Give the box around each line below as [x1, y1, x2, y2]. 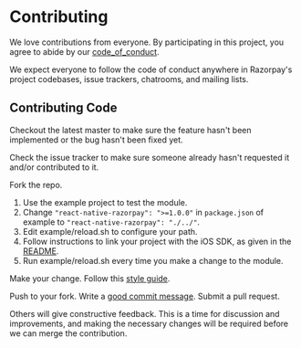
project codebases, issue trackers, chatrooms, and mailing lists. [9, 73, 249, 84]
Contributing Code [9, 100, 118, 116]
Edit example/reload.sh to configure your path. [22, 226, 198, 237]
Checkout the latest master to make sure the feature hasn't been [9, 124, 253, 135]
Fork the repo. [9, 179, 63, 190]
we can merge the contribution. [9, 327, 128, 339]
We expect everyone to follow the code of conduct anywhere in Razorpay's [9, 64, 293, 75]
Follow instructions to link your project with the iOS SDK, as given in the [22, 236, 292, 247]
